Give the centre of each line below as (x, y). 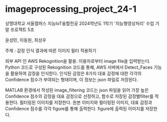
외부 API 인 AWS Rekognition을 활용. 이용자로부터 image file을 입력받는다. (78, 61)
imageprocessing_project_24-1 (71, 9)
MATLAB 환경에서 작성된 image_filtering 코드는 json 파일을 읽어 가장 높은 (77, 90)
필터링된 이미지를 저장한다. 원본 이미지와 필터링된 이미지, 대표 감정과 (86, 102)
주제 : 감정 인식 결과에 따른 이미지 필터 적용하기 (51, 50)
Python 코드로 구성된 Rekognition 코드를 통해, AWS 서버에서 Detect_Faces (79, 67)
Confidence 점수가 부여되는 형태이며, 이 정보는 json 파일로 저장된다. (72, 80)
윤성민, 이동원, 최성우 (26, 40)
